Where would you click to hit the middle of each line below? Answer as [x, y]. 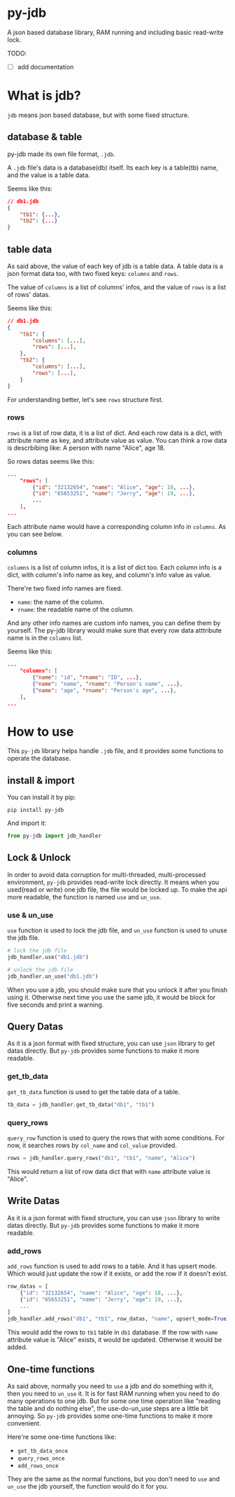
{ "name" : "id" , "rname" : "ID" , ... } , [87, 677]
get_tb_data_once [43, 1451]
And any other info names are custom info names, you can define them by [114, 623]
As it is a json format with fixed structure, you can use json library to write [114, 1217]
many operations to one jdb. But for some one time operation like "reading [114, 1401]
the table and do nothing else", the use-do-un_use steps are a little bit [108, 1408]
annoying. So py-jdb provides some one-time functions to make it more [110, 1416]
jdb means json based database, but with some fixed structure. [98, 115]
